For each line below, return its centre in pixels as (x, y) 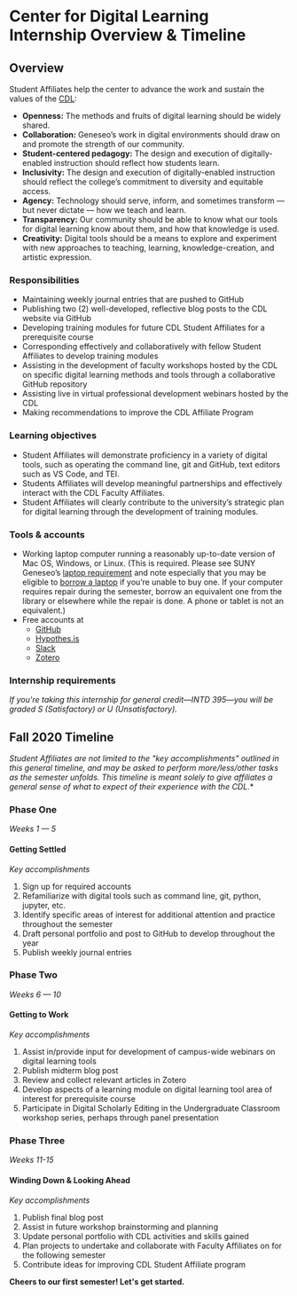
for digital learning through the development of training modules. (140, 511)
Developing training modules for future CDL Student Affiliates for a (144, 328)
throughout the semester (67, 923)
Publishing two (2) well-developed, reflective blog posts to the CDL (145, 309)
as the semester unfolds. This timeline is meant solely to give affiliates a (141, 777)
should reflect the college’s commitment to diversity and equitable (143, 182)
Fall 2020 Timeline (62, 737)
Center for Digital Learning (109, 16)
